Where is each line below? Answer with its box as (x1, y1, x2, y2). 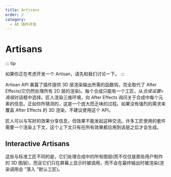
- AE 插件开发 (10, 21, 37, 27)
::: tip (5, 61, 16, 67)
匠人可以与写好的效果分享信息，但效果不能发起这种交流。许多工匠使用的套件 (5, 118, 166, 124)
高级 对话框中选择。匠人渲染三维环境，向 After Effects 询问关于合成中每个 (5, 95, 159, 101)
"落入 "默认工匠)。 (24, 166, 63, 172)
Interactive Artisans (5, 139, 70, 148)
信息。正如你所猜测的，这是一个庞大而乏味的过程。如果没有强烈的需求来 (14, 101, 166, 107)
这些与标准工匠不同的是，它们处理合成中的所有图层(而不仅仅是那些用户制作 (5, 154, 163, 159)
